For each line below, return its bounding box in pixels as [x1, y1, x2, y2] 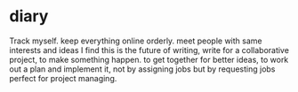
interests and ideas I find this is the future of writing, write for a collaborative [9, 44, 289, 55]
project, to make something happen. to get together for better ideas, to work [9, 54, 289, 65]
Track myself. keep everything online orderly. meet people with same [9, 35, 262, 46]
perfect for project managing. [9, 73, 117, 83]
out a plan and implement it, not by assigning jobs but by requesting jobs [9, 64, 276, 74]
